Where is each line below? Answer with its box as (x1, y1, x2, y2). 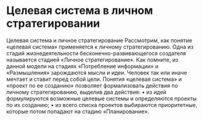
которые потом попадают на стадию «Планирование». (6, 108, 149, 115)
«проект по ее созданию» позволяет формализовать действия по (6, 81, 179, 89)
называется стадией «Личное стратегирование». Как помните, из (6, 56, 179, 63)
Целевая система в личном (6, 4, 154, 18)
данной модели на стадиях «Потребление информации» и (6, 62, 158, 70)
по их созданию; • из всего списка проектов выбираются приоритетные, (6, 101, 198, 108)
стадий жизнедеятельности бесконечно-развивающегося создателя (6, 49, 187, 57)
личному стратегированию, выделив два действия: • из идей (6, 88, 166, 95)
